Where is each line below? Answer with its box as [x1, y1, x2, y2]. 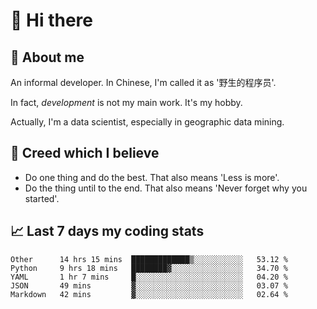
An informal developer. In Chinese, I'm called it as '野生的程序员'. [10, 77, 277, 88]
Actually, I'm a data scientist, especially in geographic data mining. [10, 116, 285, 128]
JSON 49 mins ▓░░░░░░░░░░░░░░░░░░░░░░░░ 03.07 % [10, 280, 288, 291]
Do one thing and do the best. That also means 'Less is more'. [24, 171, 280, 183]
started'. [24, 192, 60, 204]
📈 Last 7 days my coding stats [10, 223, 205, 240]
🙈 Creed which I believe [10, 145, 160, 162]
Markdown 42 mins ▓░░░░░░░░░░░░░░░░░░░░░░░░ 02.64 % [10, 289, 288, 299]
